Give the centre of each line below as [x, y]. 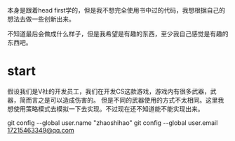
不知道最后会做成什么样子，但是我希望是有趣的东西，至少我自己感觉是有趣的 [118, 34]
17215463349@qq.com [41, 130]
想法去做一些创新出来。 [41, 19]
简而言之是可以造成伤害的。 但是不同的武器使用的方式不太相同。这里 [119, 100]
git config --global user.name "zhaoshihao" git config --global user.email [113, 123]
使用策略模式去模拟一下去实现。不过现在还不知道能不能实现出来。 [108, 109]
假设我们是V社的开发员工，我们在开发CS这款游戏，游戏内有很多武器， [109, 91]
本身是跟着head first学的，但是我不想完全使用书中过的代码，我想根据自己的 [116, 10]
